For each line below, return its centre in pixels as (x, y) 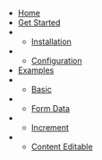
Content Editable (62, 147)
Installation (51, 41)
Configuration (56, 61)
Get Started (39, 22)
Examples (36, 70)
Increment (50, 128)
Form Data (50, 108)
